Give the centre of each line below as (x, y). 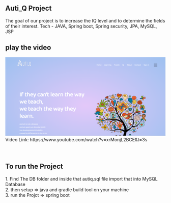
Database (15, 184)
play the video (28, 48)
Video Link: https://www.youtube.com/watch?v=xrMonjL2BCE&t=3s (76, 139)
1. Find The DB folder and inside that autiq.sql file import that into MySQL (81, 179)
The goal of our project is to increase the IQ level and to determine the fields (85, 20)
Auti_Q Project (28, 8)
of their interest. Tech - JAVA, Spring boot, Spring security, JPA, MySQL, (81, 26)
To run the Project (34, 167)
